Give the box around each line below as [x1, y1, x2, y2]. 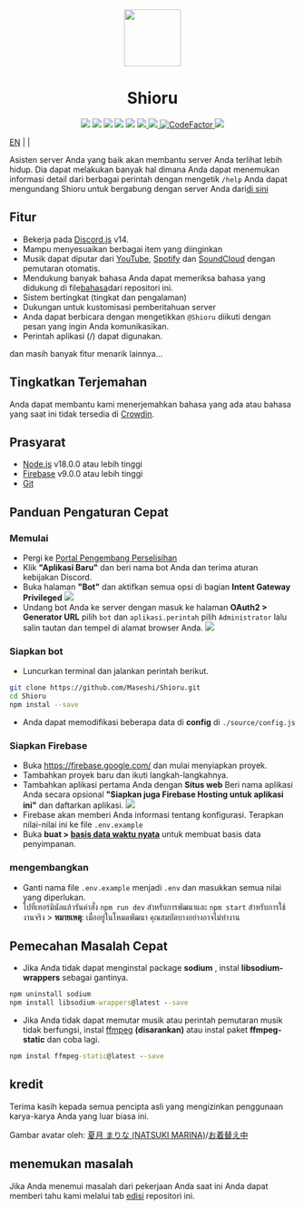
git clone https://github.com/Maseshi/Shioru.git [9, 683, 201, 692]
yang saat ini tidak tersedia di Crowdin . [9, 408, 155, 419]
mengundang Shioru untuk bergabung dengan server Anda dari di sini [9, 183, 270, 194]
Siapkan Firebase [9, 739, 88, 751]
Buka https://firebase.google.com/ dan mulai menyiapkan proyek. [22, 760, 268, 771]
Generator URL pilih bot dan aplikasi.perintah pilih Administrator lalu [22, 611, 288, 622]
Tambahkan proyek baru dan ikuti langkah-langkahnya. [22, 770, 229, 781]
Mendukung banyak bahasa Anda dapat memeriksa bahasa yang [22, 272, 266, 283]
